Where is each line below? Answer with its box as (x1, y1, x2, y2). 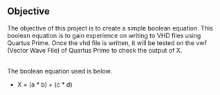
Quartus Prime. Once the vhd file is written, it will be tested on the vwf (7, 38, 208, 47)
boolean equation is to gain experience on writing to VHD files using (7, 31, 201, 40)
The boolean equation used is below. (7, 67, 112, 75)
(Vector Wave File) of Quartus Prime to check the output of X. (7, 46, 183, 54)
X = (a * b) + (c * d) (17, 80, 73, 89)
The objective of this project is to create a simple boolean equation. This (7, 24, 213, 32)
